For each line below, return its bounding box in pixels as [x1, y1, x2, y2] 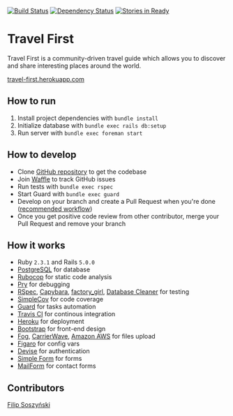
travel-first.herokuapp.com [7, 75, 85, 83]
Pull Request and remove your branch [17, 219, 126, 228]
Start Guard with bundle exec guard [17, 189, 120, 198]
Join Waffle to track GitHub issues [17, 174, 116, 183]
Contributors [7, 382, 65, 394]
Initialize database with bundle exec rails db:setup [17, 121, 167, 129]
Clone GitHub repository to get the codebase [17, 168, 147, 176]
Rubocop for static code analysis [17, 273, 112, 281]
